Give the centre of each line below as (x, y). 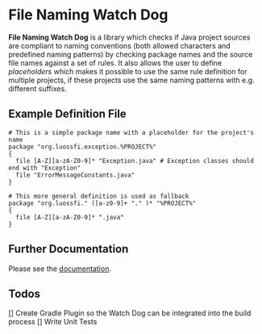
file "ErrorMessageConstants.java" (75, 175)
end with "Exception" (45, 168)
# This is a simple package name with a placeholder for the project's (131, 132)
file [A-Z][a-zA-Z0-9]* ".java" (70, 217)
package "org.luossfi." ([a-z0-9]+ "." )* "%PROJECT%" (102, 203)
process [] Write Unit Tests (53, 322)
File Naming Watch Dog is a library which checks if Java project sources (129, 37)
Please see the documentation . (60, 269)
